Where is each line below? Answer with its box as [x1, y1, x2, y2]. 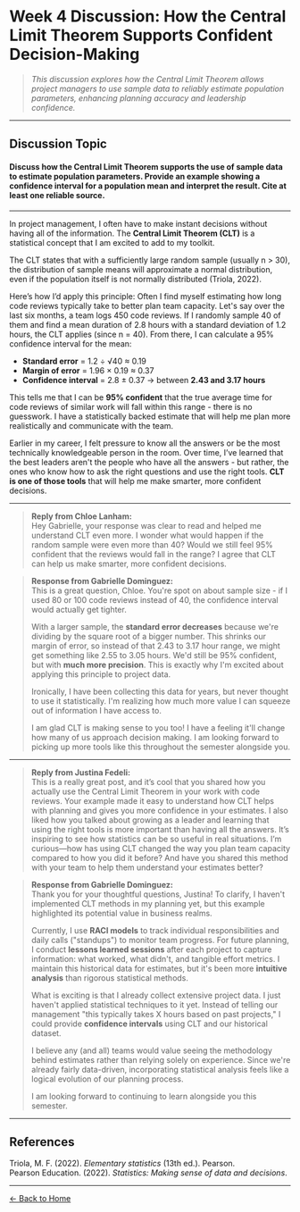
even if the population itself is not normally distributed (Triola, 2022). [9, 273, 262, 284]
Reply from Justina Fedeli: [30, 766, 131, 778]
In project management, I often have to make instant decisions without [9, 218, 268, 229]
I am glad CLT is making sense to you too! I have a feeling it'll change [30, 722, 286, 733]
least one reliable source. [9, 189, 105, 200]
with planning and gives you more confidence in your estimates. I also [30, 805, 288, 815]
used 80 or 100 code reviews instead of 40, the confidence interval [30, 594, 279, 605]
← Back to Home [9, 1193, 71, 1204]
